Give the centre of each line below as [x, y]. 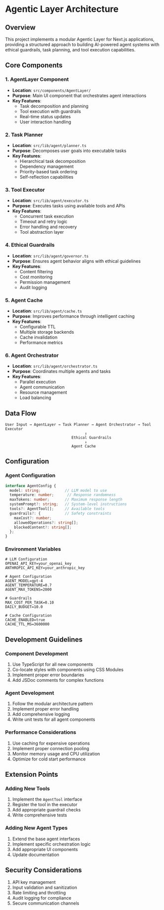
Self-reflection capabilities [46, 177]
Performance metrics [41, 342]
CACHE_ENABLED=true [25, 620]
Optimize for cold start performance [49, 759]
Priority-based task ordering [48, 171]
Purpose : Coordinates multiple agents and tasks [61, 371]
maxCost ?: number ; [33, 518]
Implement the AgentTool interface [47, 799]
